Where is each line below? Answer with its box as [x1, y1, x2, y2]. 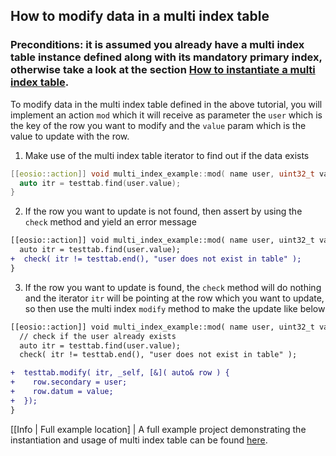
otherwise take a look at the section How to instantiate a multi [10, 63, 316, 77]
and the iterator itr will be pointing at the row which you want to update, [24, 292, 325, 304]
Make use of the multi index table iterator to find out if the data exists [24, 149, 310, 161]
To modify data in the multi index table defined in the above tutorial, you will [10, 98, 323, 110]
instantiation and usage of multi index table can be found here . [10, 434, 268, 446]
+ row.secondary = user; [10, 377, 128, 388]
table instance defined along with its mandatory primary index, [10, 50, 323, 64]
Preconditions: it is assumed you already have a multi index [10, 38, 305, 52]
